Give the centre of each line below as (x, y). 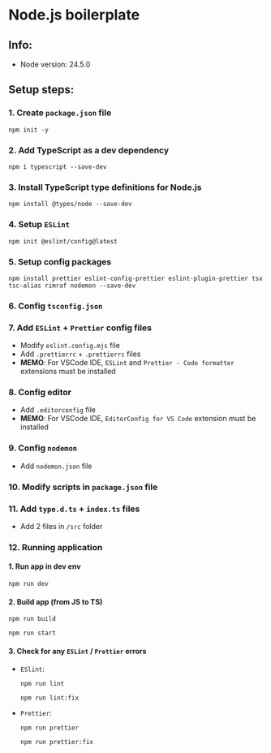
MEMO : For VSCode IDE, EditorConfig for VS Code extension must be (138, 419)
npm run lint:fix (49, 698)
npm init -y (28, 130)
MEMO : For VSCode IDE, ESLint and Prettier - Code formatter (127, 363)
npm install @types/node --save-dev (70, 204)
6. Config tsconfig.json (56, 306)
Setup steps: (41, 90)
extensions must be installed (68, 372)
